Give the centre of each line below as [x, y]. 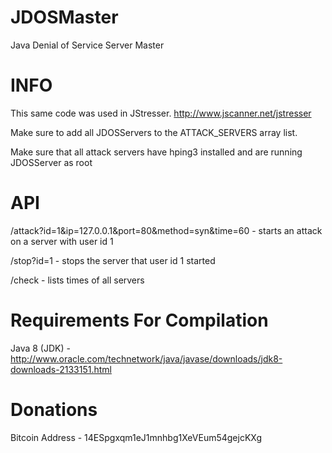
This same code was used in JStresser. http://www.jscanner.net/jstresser [161, 113]
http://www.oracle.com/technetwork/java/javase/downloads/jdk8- [146, 358]
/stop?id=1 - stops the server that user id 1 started [113, 260]
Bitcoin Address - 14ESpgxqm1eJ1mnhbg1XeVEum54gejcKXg [136, 437]
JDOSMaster [64, 17]
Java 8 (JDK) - [40, 348]
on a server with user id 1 [62, 241]
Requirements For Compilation [139, 320]
